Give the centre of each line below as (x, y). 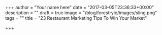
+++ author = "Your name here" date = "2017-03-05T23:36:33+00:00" (79, 7)
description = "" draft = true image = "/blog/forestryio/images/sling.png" (81, 13)
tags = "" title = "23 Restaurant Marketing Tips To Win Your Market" (76, 18)
